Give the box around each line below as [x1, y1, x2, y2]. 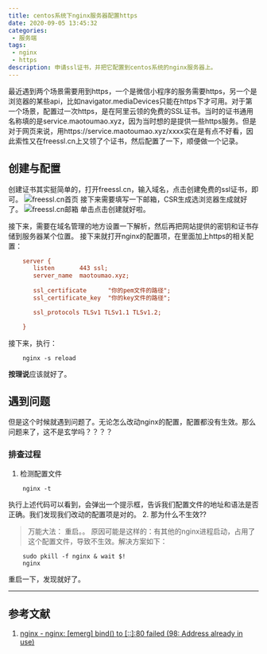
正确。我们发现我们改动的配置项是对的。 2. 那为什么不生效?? [8, 509, 207, 519]
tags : [8, 41, 26, 49]
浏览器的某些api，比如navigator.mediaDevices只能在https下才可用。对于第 [8, 96, 253, 106]
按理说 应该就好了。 [8, 369, 72, 378]
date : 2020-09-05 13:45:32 [8, 19, 98, 27]
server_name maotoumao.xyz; [33, 272, 130, 280]
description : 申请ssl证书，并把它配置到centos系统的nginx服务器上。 [8, 64, 217, 72]
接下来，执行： [8, 338, 57, 347]
